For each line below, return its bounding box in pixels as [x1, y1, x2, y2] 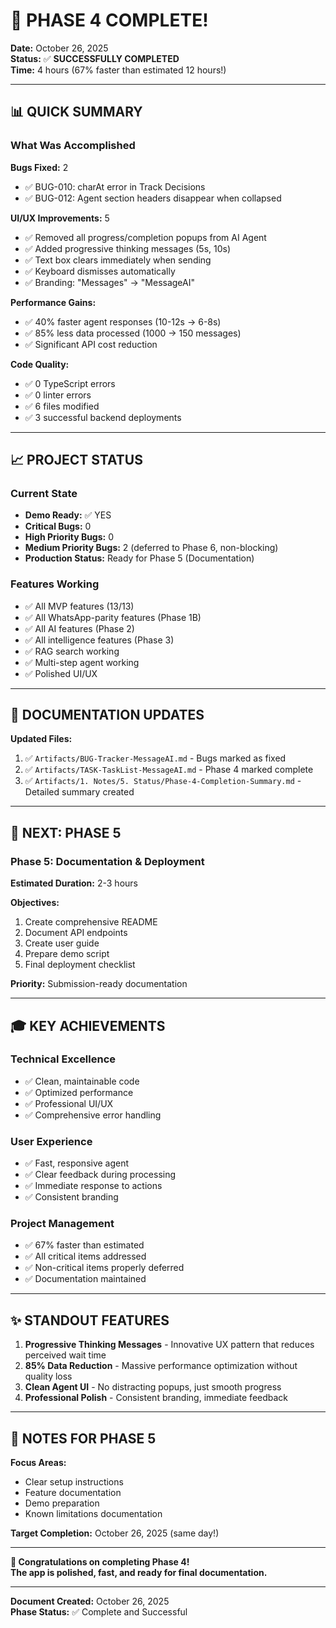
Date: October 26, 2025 [10, 42, 109, 54]
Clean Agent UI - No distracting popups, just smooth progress [24, 1381, 282, 1393]
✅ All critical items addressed [24, 1250, 147, 1263]
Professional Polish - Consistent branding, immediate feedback [24, 1392, 289, 1404]
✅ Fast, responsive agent [24, 1157, 130, 1169]
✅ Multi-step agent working [24, 656, 140, 668]
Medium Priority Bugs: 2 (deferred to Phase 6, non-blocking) [24, 542, 279, 554]
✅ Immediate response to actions [24, 1180, 163, 1192]
